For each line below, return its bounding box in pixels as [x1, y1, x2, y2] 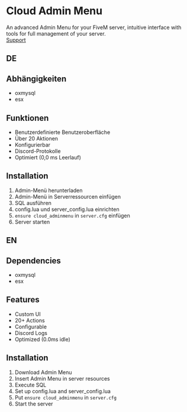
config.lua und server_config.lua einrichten [14, 206, 120, 213]
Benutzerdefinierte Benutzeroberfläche [14, 129, 111, 136]
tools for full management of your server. [6, 30, 106, 37]
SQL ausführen [14, 199, 52, 206]
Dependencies [6, 255, 61, 266]
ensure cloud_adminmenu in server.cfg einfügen [14, 212, 130, 219]
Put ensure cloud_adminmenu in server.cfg [14, 394, 117, 401]
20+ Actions [14, 317, 46, 324]
